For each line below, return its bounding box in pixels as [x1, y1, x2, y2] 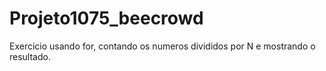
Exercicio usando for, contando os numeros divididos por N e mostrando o [9, 40, 316, 52]
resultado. [9, 50, 51, 62]
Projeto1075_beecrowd [9, 7, 204, 30]
